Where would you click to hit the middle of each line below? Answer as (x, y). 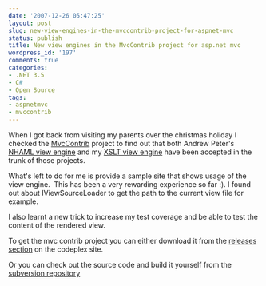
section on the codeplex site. (56, 249)
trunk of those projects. (47, 160)
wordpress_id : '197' (43, 53)
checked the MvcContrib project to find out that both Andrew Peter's (121, 143)
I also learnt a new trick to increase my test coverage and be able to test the (133, 217)
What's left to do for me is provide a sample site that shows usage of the (127, 176)
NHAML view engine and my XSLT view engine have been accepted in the (130, 152)
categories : (28, 68)
